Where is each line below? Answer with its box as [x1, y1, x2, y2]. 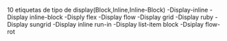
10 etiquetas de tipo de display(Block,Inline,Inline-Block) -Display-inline [7, 6, 208, 14]
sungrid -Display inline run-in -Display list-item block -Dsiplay [29, 20, 204, 28]
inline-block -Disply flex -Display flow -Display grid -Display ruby [29, 13, 214, 21]
